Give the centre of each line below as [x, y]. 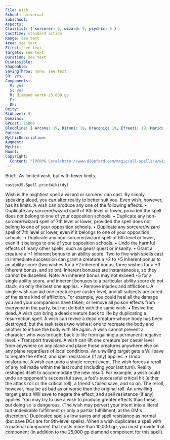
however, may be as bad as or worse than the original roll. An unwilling [79, 389]
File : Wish [17, 10]
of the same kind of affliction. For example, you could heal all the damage [82, 297]
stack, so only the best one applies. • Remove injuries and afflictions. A [79, 286]
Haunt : [12, 152]
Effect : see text [24, 48]
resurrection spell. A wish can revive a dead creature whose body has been [84, 319]
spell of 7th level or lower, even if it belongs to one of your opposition [77, 232]
